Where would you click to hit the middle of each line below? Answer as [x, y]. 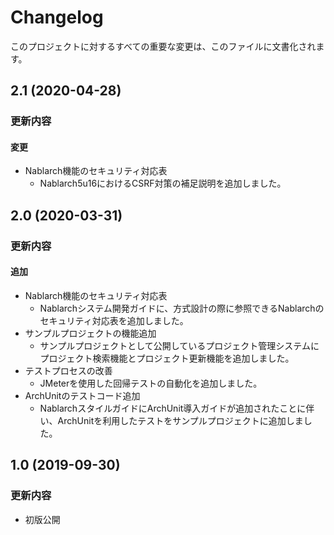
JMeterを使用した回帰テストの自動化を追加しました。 [151, 383]
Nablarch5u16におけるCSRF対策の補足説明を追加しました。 [163, 183]
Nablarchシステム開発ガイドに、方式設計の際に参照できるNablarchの [182, 308]
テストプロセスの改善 [68, 370]
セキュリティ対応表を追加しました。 [114, 320]
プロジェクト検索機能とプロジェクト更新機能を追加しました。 [167, 358]
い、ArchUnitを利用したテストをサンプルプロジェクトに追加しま [171, 420]
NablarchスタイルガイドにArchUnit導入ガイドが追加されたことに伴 [177, 408]
